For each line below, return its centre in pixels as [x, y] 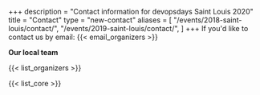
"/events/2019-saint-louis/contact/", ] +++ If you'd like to [154, 28]
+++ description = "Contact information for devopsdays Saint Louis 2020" [131, 12]
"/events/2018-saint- [208, 20]
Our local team [33, 52]
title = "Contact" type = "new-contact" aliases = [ [90, 20]
